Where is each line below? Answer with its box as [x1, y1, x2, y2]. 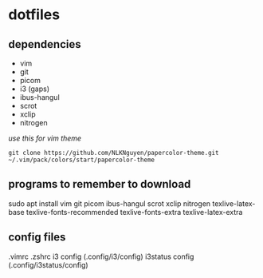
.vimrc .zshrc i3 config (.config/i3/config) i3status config [8, 252, 194, 261]
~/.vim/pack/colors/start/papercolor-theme [8, 156, 155, 164]
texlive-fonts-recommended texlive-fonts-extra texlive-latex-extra [26, 207, 243, 216]
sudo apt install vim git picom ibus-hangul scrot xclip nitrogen [8, 198, 211, 208]
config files [8, 230, 66, 244]
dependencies [8, 38, 81, 51]
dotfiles [8, 6, 61, 24]
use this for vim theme [8, 133, 82, 143]
